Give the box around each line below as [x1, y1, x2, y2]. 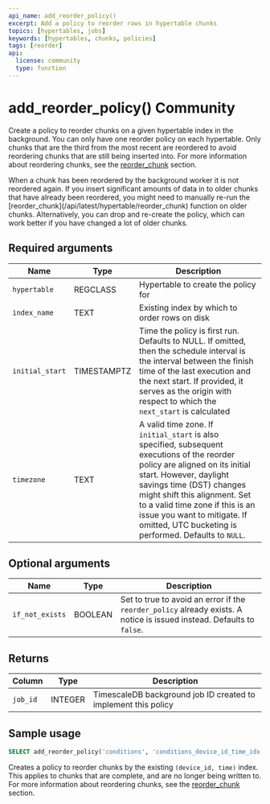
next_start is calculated [139, 406, 231, 417]
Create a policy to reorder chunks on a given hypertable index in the [8, 126, 234, 135]
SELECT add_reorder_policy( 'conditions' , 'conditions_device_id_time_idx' [8, 748, 264, 756]
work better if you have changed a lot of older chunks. [8, 218, 189, 228]
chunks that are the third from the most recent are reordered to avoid [8, 142, 237, 152]
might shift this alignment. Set [139, 489, 252, 500]
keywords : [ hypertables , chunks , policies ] [8, 34, 157, 43]
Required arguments [8, 241, 113, 255]
